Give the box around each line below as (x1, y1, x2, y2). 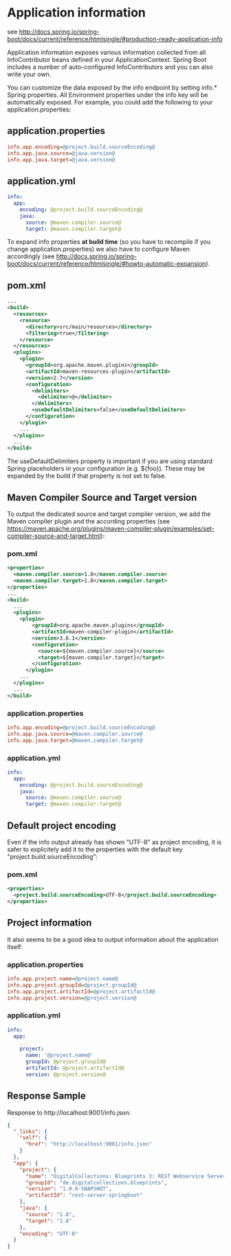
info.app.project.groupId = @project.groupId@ (7, 981, 137, 989)
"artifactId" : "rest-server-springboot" (25, 1192, 143, 1199)
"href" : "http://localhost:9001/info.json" (25, 1141, 153, 1148)
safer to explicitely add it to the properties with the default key (7, 845, 184, 853)
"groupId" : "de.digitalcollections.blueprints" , (25, 1179, 168, 1186)
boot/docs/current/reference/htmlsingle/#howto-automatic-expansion (7, 260, 206, 268)
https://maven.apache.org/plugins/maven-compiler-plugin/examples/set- (7, 524, 215, 533)
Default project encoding (7, 820, 117, 831)
